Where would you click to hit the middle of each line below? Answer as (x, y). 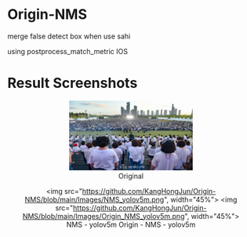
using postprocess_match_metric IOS (68, 51)
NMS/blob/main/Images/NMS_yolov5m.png (94, 199)
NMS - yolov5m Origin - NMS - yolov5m (131, 224)
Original (131, 176)
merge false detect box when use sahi (69, 36)
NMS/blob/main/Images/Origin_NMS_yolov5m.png (104, 216)
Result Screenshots (73, 83)
